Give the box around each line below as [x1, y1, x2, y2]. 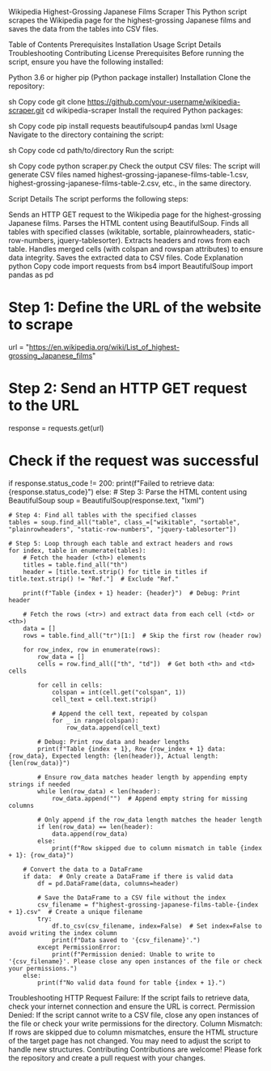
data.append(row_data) [51, 830, 129, 838]
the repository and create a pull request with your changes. [8, 1052, 206, 1063]
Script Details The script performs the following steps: [8, 194, 188, 203]
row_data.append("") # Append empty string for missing [51, 794, 248, 802]
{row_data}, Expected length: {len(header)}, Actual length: [8, 752, 219, 760]
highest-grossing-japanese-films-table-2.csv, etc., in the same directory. [8, 178, 252, 188]
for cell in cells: [37, 681, 104, 689]
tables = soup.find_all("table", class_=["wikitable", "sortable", [8, 518, 241, 526]
